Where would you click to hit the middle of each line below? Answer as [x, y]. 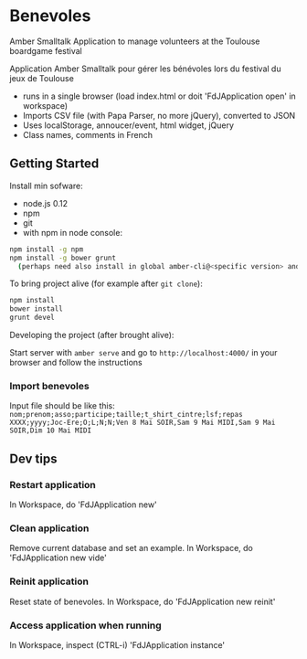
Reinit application [49, 581]
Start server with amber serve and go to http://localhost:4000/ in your [143, 352]
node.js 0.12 [45, 203]
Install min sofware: [47, 186]
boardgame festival [46, 50]
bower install [37, 309]
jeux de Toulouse [42, 78]
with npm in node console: [73, 232]
